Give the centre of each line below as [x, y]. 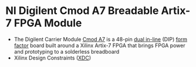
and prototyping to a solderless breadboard [67, 51]
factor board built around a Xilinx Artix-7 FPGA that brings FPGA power [99, 45]
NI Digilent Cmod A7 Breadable [82, 11]
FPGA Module [48, 23]
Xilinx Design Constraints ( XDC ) [53, 58]
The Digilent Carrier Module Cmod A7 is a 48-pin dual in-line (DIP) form [101, 39]
